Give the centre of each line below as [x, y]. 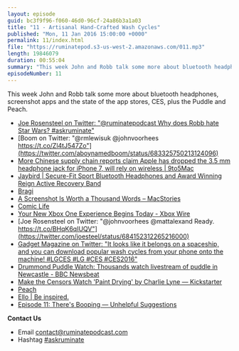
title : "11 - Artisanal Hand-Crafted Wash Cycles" [84, 27]
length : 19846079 [33, 54]
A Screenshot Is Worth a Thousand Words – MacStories [99, 198]
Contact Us [24, 318]
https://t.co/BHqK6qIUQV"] [57, 229]
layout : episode [31, 14]
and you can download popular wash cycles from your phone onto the [121, 251]
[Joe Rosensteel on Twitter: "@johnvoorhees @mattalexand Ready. [116, 221]
